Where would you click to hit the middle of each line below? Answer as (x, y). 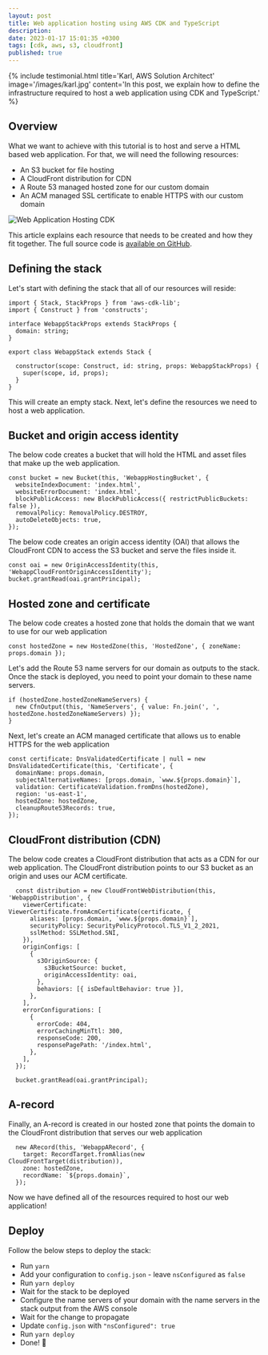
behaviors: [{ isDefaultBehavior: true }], (110, 989)
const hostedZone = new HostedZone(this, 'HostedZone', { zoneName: (125, 646)
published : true (35, 53)
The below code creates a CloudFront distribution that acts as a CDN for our (134, 860)
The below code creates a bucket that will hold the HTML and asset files (127, 455)
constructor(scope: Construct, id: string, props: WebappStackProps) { (138, 366)
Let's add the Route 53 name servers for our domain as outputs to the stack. (134, 668)
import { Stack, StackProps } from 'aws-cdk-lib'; (94, 303)
